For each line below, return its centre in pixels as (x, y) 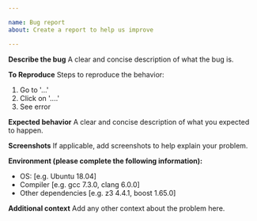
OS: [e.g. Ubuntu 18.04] (58, 176)
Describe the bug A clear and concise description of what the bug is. (121, 59)
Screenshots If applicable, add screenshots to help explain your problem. (128, 145)
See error (35, 107)
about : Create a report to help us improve (81, 30)
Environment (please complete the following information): (106, 161)
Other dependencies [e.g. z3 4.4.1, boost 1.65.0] (98, 193)
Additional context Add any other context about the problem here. (117, 208)
